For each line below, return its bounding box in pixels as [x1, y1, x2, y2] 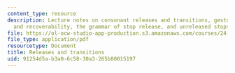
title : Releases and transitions [7, 49, 105, 56]
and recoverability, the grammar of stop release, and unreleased [13, 23, 211, 30]
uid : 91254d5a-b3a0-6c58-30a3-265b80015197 [7, 56, 136, 63]
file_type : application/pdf [7, 36, 90, 43]
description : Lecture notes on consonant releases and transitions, [7, 17, 211, 24]
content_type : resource [7, 10, 77, 17]
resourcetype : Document [7, 42, 77, 49]
